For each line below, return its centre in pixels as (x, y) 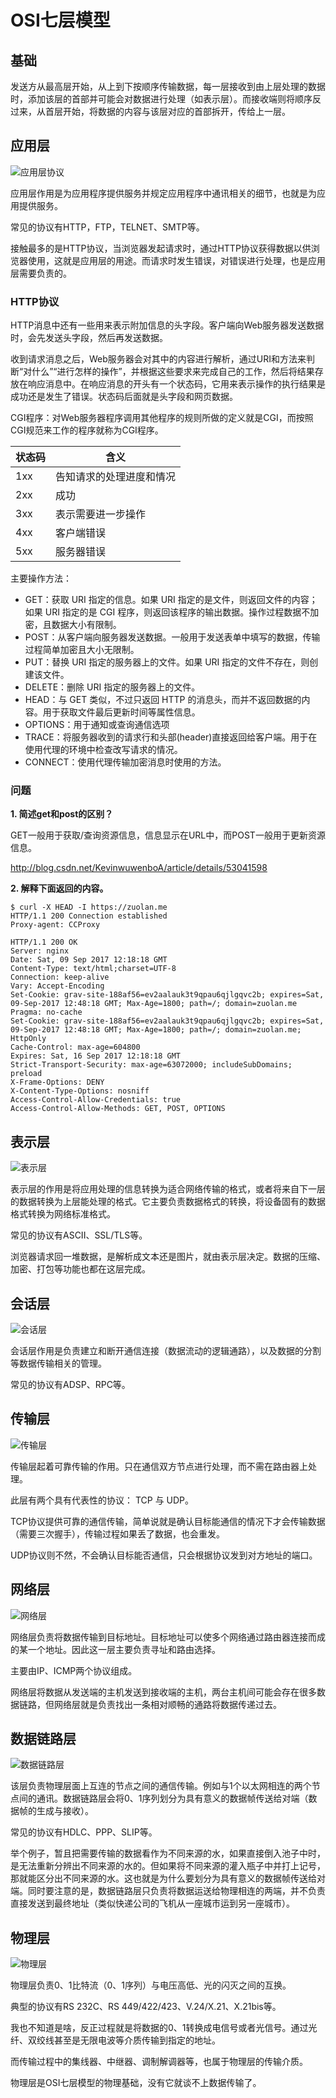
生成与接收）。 (65, 1811)
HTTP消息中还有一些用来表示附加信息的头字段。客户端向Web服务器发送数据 (167, 325)
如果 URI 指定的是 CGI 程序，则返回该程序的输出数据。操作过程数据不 (167, 612)
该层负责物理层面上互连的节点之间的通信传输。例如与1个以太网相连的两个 (161, 1786)
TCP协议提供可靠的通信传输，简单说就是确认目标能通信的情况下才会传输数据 (168, 1521)
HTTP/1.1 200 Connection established (89, 916)
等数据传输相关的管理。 (58, 1363)
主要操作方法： (41, 578)
